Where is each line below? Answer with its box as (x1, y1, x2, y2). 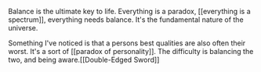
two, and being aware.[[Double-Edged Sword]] (8, 55, 160, 64)
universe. (8, 23, 38, 32)
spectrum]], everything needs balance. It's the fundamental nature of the (8, 15, 245, 24)
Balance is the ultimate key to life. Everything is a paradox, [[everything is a (8, 7, 251, 16)
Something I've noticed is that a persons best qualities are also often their (8, 38, 246, 48)
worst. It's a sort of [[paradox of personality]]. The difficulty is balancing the (8, 47, 254, 56)
